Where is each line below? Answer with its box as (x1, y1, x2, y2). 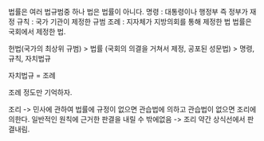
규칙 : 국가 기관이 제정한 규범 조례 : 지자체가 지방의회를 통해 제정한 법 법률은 (16, 17, 253, 26)
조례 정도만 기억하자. (8, 88, 73, 97)
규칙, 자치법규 (8, 54, 52, 63)
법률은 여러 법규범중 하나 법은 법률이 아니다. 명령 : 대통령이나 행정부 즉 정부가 (8, 7, 249, 16)
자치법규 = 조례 (8, 71, 56, 80)
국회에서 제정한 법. (8, 27, 66, 36)
